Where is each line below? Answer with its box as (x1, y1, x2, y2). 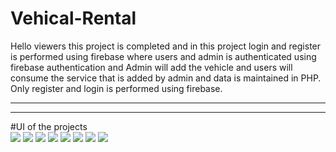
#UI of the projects (10, 120, 88, 132)
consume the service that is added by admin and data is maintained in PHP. (10, 72, 322, 84)
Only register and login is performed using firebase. (10, 82, 223, 94)
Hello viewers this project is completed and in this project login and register (10, 40, 322, 52)
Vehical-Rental (10, 7, 137, 30)
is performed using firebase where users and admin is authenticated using (10, 50, 317, 62)
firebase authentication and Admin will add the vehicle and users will (10, 61, 293, 73)
